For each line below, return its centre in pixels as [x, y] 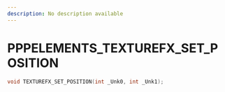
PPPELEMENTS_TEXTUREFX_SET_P [113, 48]
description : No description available [65, 14]
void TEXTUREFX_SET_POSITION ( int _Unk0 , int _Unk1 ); [86, 82]
